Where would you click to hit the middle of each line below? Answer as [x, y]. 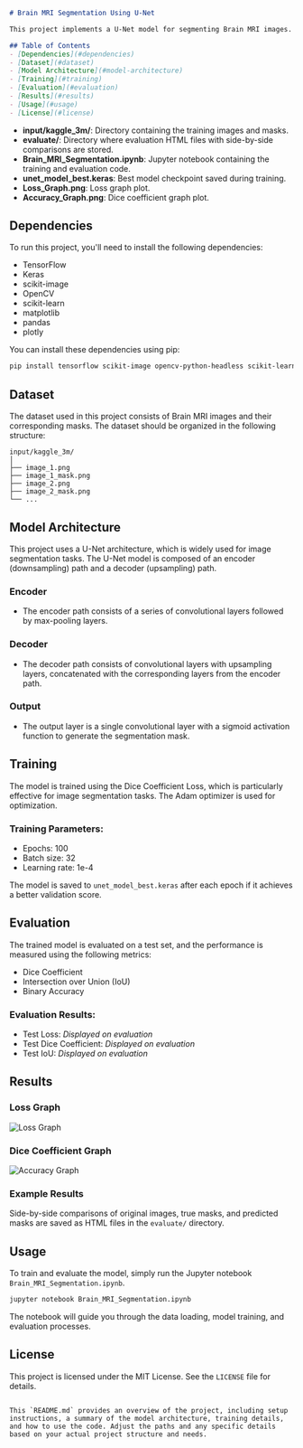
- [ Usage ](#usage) [44, 104]
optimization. [33, 805]
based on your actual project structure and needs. [108, 1434]
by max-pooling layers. [65, 621]
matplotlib [41, 313]
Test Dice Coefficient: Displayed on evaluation [109, 1044]
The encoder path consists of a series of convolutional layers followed [153, 611]
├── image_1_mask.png [50, 476]
